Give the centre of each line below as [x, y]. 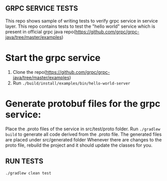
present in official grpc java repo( [40, 32]
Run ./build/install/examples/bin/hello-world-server [71, 83]
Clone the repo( [29, 72]
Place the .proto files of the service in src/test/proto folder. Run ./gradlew [83, 129]
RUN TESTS [24, 161]
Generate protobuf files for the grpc [83, 103]
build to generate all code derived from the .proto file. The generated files [83, 134]
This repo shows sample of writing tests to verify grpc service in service [81, 21]
